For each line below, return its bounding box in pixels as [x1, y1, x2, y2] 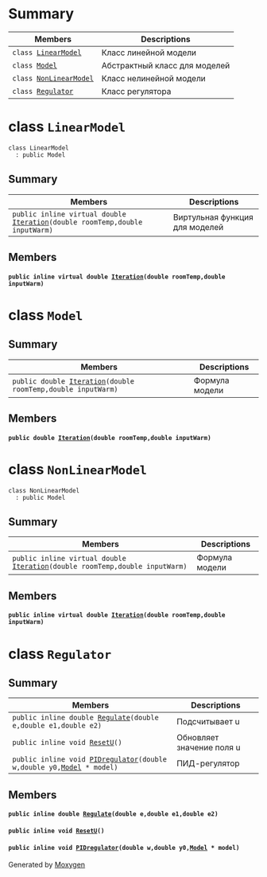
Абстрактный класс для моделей [101, 60, 230, 71]
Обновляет [176, 732, 219, 743]
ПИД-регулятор [176, 758, 240, 769]
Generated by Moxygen [8, 860, 86, 870]
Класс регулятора [101, 85, 172, 96]
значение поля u [176, 742, 241, 753]
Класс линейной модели [101, 47, 197, 58]
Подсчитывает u [176, 716, 240, 727]
